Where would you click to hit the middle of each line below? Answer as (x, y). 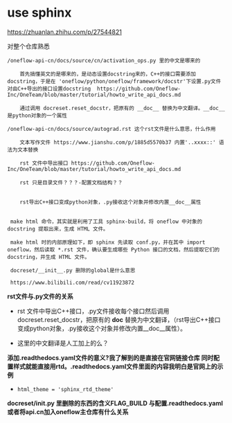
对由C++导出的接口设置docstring (49, 89)
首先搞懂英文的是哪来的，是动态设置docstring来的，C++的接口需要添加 (108, 74)
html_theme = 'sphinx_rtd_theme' (65, 389)
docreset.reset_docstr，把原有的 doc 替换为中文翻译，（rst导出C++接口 (119, 319)
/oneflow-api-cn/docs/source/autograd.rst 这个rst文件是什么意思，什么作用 (111, 129)
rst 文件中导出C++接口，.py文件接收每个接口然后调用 (93, 311)
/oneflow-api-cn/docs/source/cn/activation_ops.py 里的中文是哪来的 (104, 60)
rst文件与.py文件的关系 (41, 296)
